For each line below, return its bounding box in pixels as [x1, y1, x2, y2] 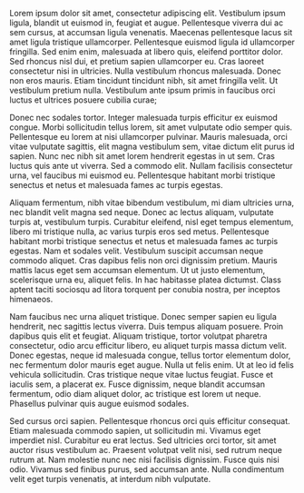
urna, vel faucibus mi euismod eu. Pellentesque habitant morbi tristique [9, 170, 276, 181]
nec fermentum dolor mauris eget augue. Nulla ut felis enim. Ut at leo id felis [9, 360, 295, 370]
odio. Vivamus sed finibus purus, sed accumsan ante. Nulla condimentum [9, 464, 285, 475]
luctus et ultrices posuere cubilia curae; [9, 94, 157, 105]
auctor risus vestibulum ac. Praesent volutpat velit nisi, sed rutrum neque [9, 445, 283, 455]
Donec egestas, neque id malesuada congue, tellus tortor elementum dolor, [9, 350, 291, 360]
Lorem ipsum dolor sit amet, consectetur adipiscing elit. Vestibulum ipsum [9, 8, 286, 18]
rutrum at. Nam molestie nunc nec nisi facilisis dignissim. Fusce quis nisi [9, 454, 279, 465]
